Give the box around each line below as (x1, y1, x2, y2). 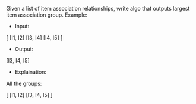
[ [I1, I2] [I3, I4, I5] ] (6, 92, 53, 98)
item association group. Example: (6, 11, 88, 18)
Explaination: (14, 69, 46, 76)
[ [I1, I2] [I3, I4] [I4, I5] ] (6, 34, 63, 41)
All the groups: (6, 80, 42, 87)
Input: (14, 23, 30, 30)
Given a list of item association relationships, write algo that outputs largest (6, 5, 190, 12)
